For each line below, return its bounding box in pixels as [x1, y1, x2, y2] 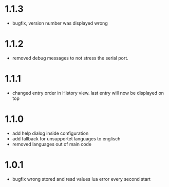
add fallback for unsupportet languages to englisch [12, 135, 121, 141]
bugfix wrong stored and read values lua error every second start [12, 176, 151, 182]
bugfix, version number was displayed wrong [12, 20, 108, 26]
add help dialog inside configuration [12, 130, 89, 136]
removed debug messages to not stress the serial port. [12, 55, 129, 61]
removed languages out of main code [12, 141, 92, 147]
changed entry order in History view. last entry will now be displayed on [12, 90, 164, 96]
